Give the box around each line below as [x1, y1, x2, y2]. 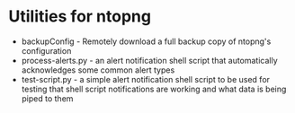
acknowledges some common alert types [21, 65, 175, 75]
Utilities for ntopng [8, 6, 152, 27]
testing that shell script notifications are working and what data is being [21, 83, 287, 94]
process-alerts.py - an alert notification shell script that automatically [21, 55, 278, 65]
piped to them [21, 92, 74, 104]
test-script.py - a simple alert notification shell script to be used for [21, 74, 271, 84]
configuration [21, 45, 72, 56]
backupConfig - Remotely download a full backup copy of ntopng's [21, 36, 272, 47]
